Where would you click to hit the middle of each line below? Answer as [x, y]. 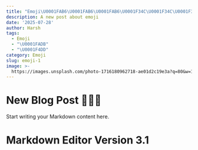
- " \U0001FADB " [30, 45]
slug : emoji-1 [24, 60]
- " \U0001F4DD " [30, 50]
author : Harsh [24, 28]
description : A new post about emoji [52, 17]
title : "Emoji [24, 11]
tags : [13, 33]
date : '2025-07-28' [30, 22]
